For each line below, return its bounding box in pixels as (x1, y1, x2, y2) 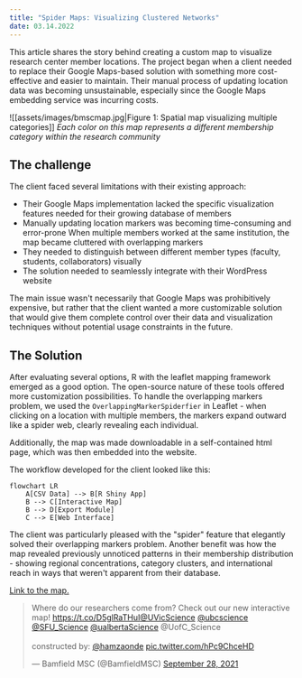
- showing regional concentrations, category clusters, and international (9, 558, 273, 569)
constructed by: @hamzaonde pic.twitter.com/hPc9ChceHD (31, 641, 255, 652)
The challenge (9, 157, 92, 172)
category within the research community (9, 131, 160, 142)
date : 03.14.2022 (9, 22, 75, 31)
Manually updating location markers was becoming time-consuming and (22, 218, 292, 228)
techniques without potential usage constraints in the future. (9, 321, 233, 332)
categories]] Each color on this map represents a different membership (9, 121, 274, 132)
